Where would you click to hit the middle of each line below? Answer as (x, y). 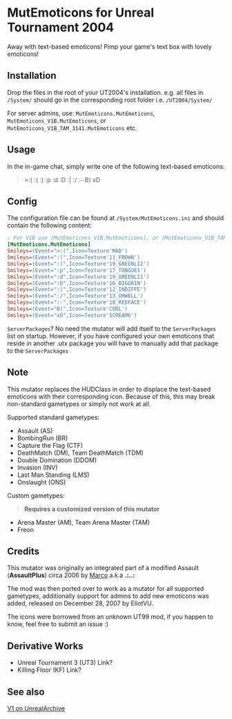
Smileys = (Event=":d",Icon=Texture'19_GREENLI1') (78, 277)
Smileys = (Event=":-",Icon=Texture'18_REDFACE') (77, 302)
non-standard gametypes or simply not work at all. (79, 403)
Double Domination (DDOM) (57, 460)
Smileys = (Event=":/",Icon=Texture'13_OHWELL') (75, 296)
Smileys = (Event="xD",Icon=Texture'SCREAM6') (72, 315)
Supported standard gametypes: (54, 417)
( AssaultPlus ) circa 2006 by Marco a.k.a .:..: (71, 575)
